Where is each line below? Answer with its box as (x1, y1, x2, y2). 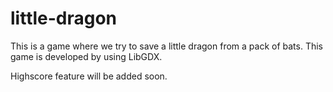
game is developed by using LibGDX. (10, 50, 163, 62)
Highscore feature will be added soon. (10, 70, 168, 82)
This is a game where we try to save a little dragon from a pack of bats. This (10, 40, 324, 52)
